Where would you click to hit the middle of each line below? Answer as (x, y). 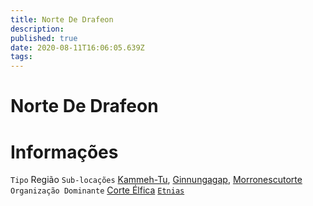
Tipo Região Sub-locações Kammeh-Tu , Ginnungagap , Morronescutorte (156, 180)
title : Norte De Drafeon (62, 19)
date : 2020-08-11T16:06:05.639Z (77, 47)
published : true (44, 38)
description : (37, 29)
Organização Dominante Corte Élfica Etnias (97, 190)
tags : (21, 57)
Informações (64, 152)
